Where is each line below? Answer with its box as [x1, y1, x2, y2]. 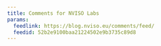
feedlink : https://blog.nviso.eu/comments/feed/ [13, 22, 155, 29]
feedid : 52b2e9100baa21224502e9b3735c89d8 [13, 28, 136, 36]
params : [7, 16, 29, 23]
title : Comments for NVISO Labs [7, 9, 99, 17]
